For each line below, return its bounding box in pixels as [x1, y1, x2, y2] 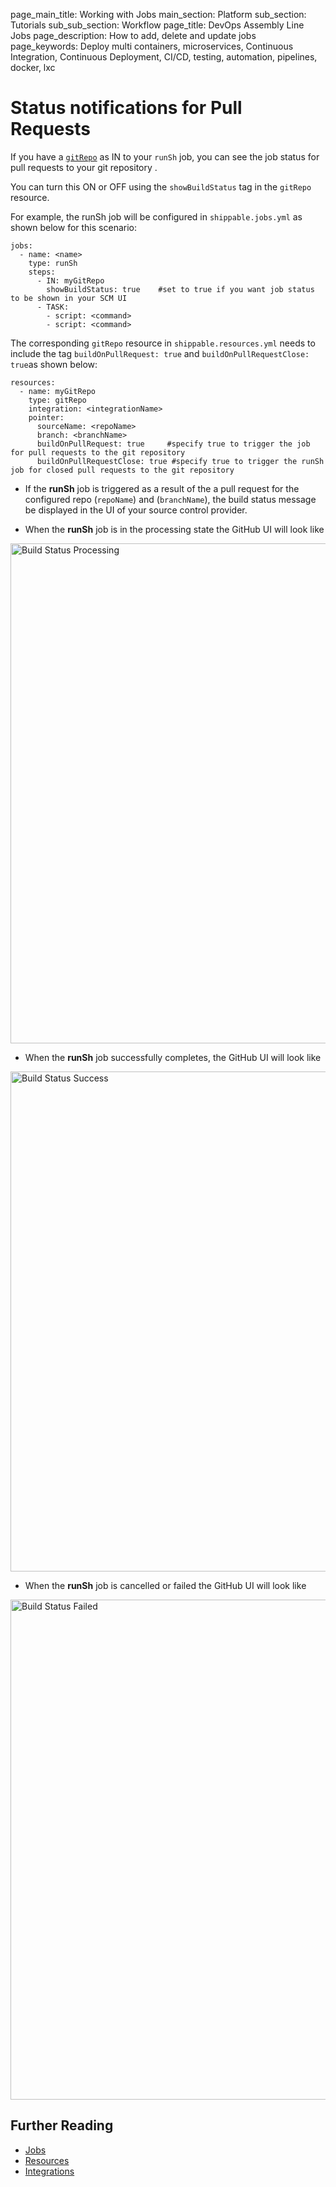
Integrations [24, 2165, 75, 2177]
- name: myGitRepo [19, 386, 97, 396]
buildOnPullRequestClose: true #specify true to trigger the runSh [36, 456, 325, 466]
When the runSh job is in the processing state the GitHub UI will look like [24, 523, 325, 535]
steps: [28, 267, 56, 277]
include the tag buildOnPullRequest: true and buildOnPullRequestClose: [10, 347, 310, 359]
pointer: [28, 412, 65, 423]
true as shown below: [10, 358, 98, 370]
